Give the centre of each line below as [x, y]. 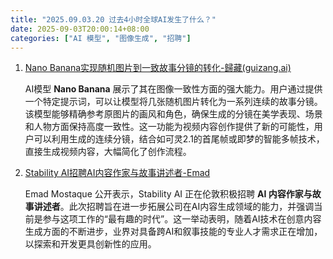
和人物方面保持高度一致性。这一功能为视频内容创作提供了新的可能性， [169, 127]
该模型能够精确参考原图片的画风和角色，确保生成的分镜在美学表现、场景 [173, 114]
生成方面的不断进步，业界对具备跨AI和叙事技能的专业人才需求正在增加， [173, 232]
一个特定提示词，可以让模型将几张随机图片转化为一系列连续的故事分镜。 [173, 102]
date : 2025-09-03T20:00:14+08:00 [80, 29]
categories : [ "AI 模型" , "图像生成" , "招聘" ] [101, 38]
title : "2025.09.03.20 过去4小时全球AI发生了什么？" [113, 19]
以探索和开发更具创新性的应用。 [90, 244]
